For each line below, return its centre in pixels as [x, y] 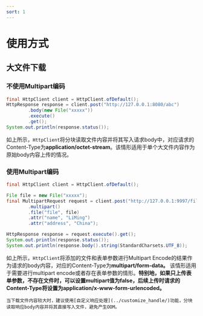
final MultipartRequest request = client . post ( [67, 201]
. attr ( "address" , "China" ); [63, 224]
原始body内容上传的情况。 [39, 154]
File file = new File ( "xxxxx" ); [47, 195]
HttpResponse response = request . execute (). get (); [71, 235]
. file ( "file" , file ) [54, 212]
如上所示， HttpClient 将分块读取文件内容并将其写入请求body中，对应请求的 [100, 139]
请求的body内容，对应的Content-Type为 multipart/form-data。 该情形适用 [104, 265]
